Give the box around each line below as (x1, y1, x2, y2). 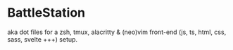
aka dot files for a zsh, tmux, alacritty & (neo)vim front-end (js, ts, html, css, (7, 28, 227, 36)
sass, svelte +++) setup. (7, 35, 78, 43)
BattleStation (7, 5, 86, 21)
